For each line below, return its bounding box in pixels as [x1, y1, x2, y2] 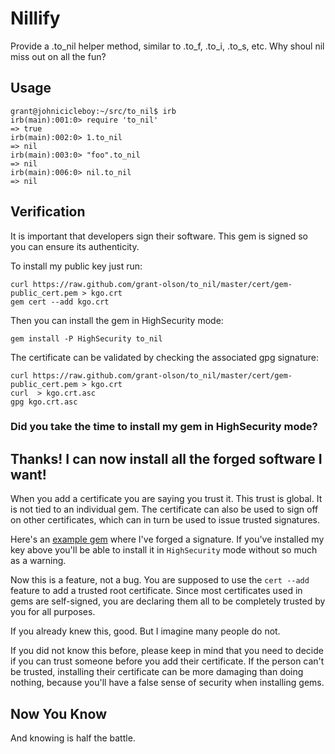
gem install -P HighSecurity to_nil [10, 333, 163, 344]
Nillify [10, 7, 61, 30]
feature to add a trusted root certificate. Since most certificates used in [10, 585, 303, 597]
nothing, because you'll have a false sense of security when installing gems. [10, 677, 325, 689]
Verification [10, 203, 86, 221]
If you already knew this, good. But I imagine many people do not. [10, 625, 281, 637]
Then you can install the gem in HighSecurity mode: [10, 314, 224, 326]
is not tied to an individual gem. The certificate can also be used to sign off [10, 503, 319, 516]
